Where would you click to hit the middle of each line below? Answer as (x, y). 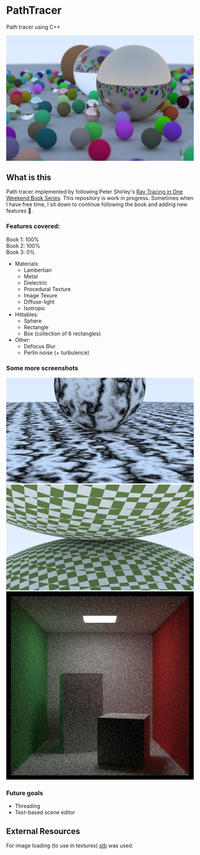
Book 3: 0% (21, 252)
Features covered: (33, 226)
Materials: (27, 263)
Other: (23, 340)
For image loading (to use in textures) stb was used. (70, 845)
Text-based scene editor (45, 813)
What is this (29, 177)
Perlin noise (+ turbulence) (57, 353)
